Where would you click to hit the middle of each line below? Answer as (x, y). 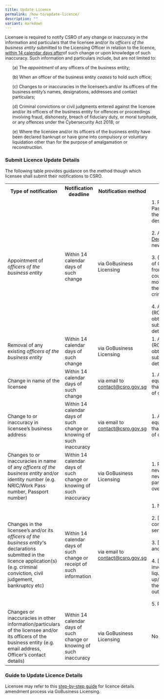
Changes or (21, 612)
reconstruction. (27, 147)
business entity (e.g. (31, 642)
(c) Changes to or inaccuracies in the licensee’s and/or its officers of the (85, 87)
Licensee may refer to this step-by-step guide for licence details (70, 686)
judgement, (20, 579)
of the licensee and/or (33, 630)
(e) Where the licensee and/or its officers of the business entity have (81, 132)
